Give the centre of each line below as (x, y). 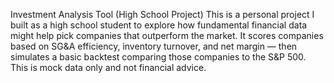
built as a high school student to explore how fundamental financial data (159, 25)
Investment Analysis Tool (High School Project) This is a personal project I (162, 14)
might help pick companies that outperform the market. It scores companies (167, 35)
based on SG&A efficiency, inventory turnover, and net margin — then (154, 46)
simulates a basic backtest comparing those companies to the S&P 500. (158, 57)
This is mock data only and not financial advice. (108, 67)
